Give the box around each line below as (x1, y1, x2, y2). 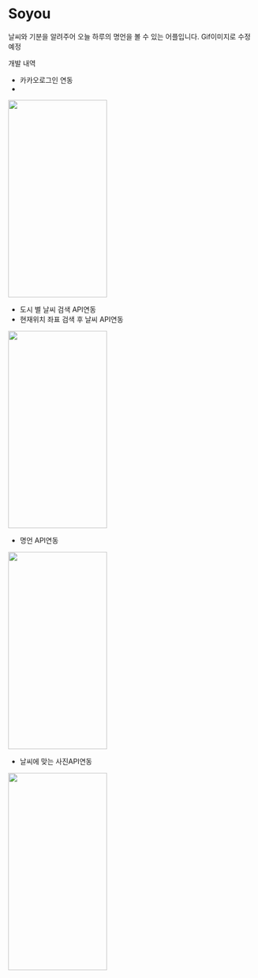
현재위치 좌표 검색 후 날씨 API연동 (19, 314, 124, 324)
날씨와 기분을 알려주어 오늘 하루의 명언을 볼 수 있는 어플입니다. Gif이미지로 (8, 32, 237, 41)
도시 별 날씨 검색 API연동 (19, 305, 96, 314)
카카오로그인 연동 (19, 75, 73, 84)
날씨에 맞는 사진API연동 (19, 756, 92, 766)
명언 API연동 (19, 535, 59, 545)
